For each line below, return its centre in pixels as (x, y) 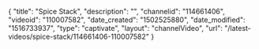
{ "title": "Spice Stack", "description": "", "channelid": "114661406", (116, 11)
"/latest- (237, 28)
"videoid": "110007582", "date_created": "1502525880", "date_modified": (127, 20)
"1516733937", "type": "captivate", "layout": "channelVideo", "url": (116, 28)
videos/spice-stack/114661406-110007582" (79, 36)
